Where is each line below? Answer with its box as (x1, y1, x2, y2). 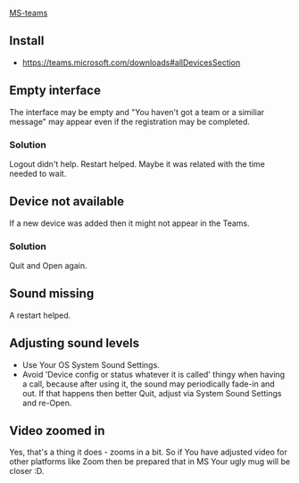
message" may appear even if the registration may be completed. (9, 116, 250, 127)
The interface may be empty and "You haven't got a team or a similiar (9, 106, 265, 117)
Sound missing (9, 286, 95, 302)
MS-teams (9, 8, 48, 18)
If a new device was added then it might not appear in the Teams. (9, 218, 250, 229)
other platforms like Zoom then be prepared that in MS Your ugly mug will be (9, 456, 291, 467)
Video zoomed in (9, 423, 105, 438)
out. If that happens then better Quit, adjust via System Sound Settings (21, 387, 282, 398)
